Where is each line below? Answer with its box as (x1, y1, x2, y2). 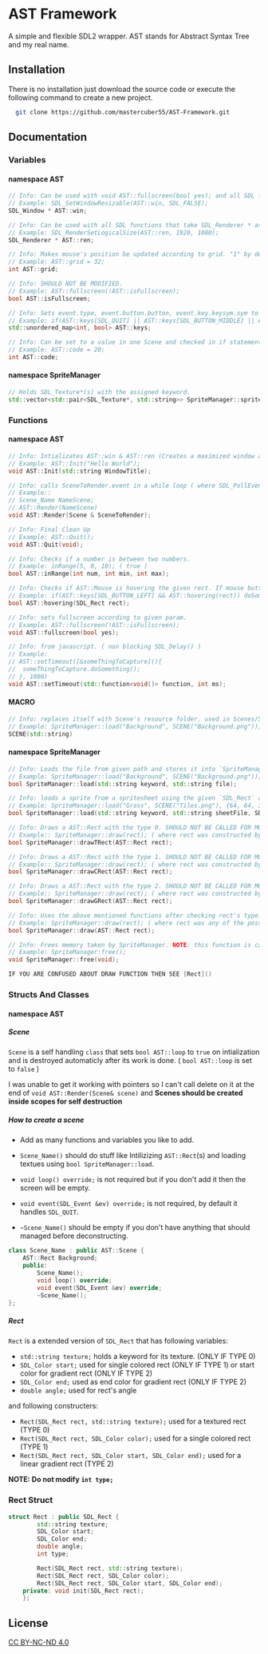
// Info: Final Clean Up (8, 525, 91, 533)
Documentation (8, 130, 88, 144)
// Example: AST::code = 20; (8, 346, 105, 354)
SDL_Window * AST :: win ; (8, 206, 88, 214)
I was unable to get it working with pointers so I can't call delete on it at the (8, 1080, 255, 1089)
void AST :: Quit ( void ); (8, 541, 84, 549)
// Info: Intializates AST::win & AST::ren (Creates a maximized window (8, 452, 255, 460)
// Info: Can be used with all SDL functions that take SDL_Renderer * (8, 221, 251, 229)
